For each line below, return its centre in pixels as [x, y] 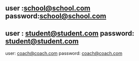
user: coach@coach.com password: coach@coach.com [64, 53]
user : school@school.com [48, 8]
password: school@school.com [56, 16]
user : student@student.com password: [70, 33]
